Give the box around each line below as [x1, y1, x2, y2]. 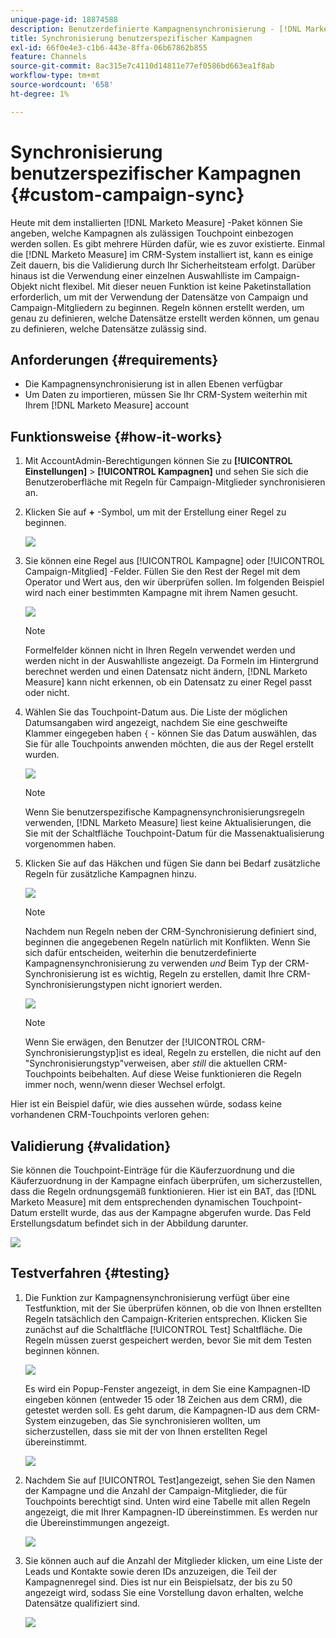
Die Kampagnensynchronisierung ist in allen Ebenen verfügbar [24, 378, 283, 390]
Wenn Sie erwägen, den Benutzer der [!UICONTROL [24, 1036, 240, 1048]
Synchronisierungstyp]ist [24, 1047, 129, 1059]
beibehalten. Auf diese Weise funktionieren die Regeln [78, 1068, 302, 1080]
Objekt [10, 280, 38, 292]
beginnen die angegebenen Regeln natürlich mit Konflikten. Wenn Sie [24, 936, 311, 948]
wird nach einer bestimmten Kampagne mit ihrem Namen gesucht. [24, 587, 298, 599]
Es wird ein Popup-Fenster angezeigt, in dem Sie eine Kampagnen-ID [24, 1382, 311, 1395]
